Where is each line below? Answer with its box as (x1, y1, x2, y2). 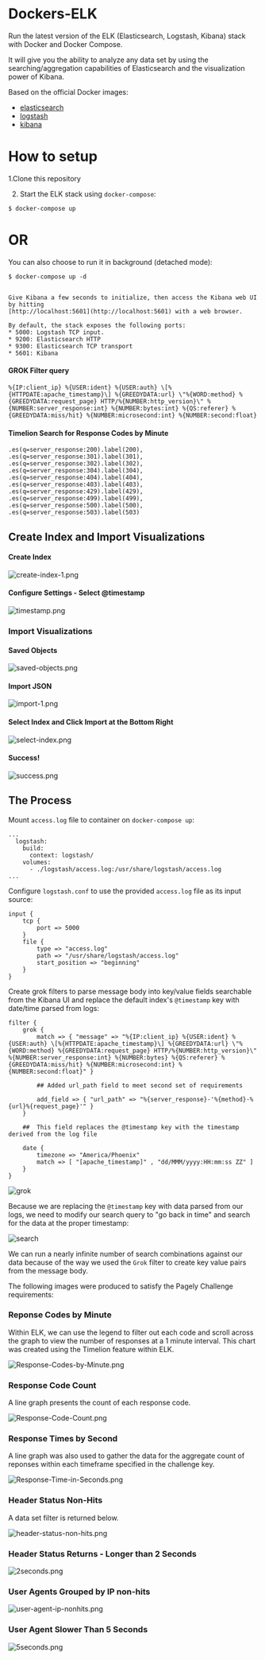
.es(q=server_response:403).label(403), (8, 480, 144, 489)
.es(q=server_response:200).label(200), (8, 446, 144, 454)
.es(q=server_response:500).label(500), (8, 502, 144, 510)
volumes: (22, 858, 52, 866)
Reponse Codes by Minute (8, 1309, 113, 1320)
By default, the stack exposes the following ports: (8, 321, 186, 329)
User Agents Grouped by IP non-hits (8, 1586, 151, 1597)
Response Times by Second (8, 1433, 118, 1444)
